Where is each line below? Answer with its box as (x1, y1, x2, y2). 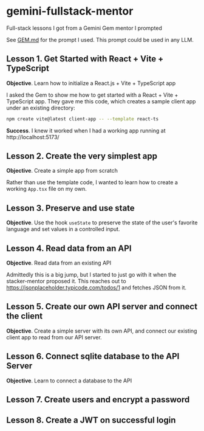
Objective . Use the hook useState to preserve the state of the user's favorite (6, 219, 198, 226)
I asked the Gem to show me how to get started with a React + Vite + (6, 91, 178, 98)
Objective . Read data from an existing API (6, 260, 111, 267)
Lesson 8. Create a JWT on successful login (6, 415, 176, 426)
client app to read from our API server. (6, 333, 102, 341)
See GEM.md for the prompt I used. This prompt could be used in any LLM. (6, 36, 194, 43)
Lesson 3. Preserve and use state (6, 202, 135, 213)
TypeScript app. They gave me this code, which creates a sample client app (6, 97, 196, 105)
